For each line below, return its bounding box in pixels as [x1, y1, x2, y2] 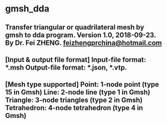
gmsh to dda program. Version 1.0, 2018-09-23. [5, 30, 156, 39]
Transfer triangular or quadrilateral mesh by [5, 23, 145, 31]
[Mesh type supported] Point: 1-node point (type [5, 80, 160, 89]
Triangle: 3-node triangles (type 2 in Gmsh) [5, 96, 143, 104]
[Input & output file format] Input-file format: [5, 55, 146, 64]
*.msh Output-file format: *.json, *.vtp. [5, 63, 127, 71]
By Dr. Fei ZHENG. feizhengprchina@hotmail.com [5, 38, 162, 47]
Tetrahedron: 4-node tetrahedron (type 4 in [5, 103, 143, 112]
